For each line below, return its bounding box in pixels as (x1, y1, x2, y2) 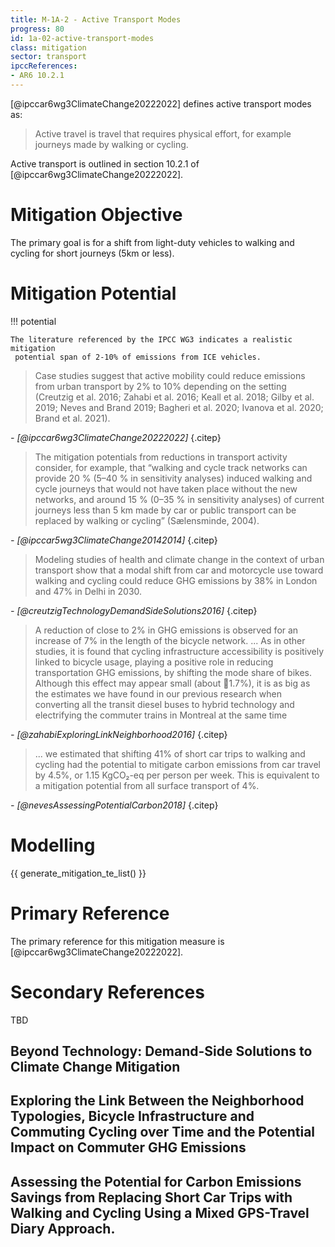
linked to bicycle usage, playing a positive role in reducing (34, 656, 274, 668)
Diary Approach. (10, 1220, 116, 1237)
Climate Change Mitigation (10, 1058, 181, 1075)
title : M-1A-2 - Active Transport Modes (10, 14, 182, 25)
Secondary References (10, 981, 205, 1003)
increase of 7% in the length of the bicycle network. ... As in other (34, 634, 306, 646)
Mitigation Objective (10, 204, 183, 226)
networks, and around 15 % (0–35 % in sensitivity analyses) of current (34, 493, 325, 505)
